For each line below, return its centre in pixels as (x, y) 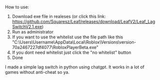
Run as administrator (33, 32)
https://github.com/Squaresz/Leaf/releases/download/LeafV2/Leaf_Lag (84, 22)
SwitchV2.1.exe (27, 27)
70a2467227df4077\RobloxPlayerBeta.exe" (55, 47)
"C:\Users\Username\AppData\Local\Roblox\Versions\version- (74, 42)
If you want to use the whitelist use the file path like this (67, 37)
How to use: (17, 7)
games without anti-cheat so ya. (37, 72)
